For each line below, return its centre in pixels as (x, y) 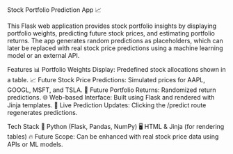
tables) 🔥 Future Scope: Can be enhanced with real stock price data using (113, 137)
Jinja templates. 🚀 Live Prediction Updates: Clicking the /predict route (107, 105)
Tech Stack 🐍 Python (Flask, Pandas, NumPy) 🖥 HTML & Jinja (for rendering (116, 126)
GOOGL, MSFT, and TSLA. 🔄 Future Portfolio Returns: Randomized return (112, 90)
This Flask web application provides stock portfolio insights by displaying (112, 26)
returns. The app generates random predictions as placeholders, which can (115, 41)
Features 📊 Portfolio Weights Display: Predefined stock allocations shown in (116, 69)
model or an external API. (43, 55)
